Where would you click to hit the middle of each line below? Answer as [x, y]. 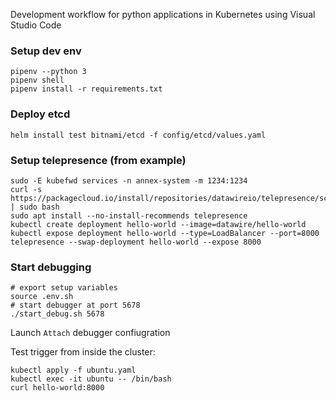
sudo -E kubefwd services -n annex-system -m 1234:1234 [129, 180]
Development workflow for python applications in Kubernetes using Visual [163, 14]
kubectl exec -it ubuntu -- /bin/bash [91, 379]
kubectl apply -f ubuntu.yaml [73, 370]
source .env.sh [42, 297]
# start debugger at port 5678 [75, 305]
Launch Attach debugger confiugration [90, 333]
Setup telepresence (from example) [98, 160]
